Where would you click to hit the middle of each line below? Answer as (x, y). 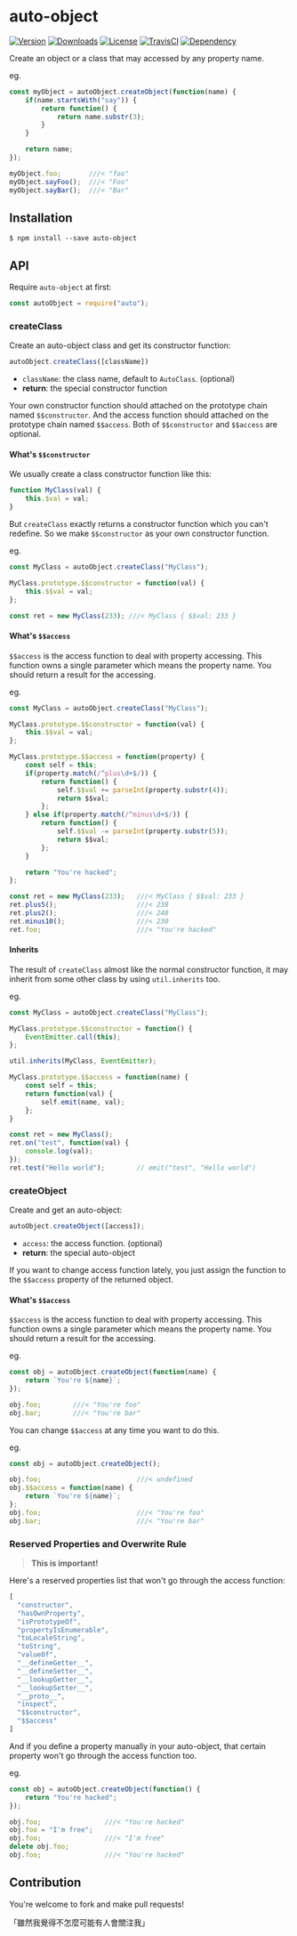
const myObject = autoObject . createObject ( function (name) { (123, 92)
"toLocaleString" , (52, 1638)
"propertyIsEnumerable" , (63, 1630)
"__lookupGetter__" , (55, 1680)
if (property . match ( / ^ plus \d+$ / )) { (91, 773)
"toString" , (40, 1647)
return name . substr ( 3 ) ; (100, 117)
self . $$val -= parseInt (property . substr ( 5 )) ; (142, 831)
